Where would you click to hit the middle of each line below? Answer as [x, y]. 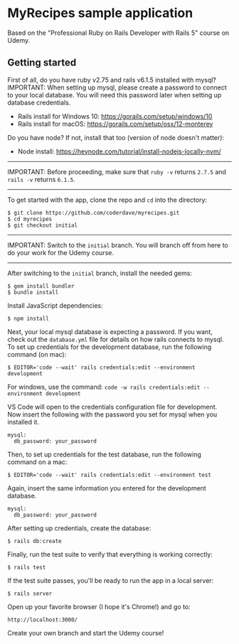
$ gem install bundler [41, 286]
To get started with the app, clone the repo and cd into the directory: [107, 200]
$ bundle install [33, 292]
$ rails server [30, 594]
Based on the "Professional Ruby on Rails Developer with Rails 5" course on [118, 33]
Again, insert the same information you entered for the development [107, 488]
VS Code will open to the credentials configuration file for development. [112, 407]
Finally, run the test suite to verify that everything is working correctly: [110, 554]
